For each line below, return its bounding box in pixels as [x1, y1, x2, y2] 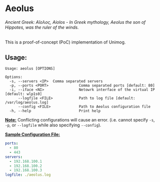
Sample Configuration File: [5, 132, 61, 137]
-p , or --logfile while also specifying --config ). [5, 122, 102, 128]
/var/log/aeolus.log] [5, 100, 49, 105]
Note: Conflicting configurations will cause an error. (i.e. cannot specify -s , [5, 117, 155, 123]
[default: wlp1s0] [5, 91, 42, 97]
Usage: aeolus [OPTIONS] [5, 66, 55, 71]
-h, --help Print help [9, 108, 101, 114]
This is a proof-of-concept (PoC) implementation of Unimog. [5, 39, 126, 45]
